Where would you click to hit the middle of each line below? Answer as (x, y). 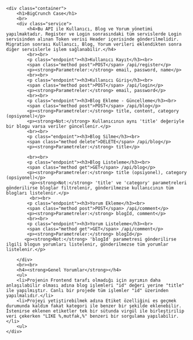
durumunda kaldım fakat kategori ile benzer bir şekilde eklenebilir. (94, 306)
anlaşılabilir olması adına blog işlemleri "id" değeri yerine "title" (95, 285)
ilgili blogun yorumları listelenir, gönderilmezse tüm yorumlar (87, 244)
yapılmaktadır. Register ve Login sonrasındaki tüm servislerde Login (94, 34)
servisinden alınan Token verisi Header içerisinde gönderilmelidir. (93, 39)
